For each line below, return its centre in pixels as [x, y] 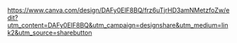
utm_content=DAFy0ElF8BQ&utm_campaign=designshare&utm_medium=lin [118, 25]
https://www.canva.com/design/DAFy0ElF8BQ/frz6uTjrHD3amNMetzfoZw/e [118, 10]
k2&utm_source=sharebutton [50, 32]
